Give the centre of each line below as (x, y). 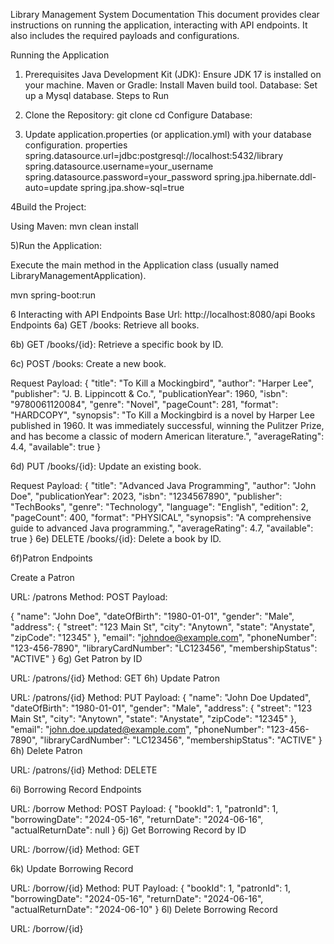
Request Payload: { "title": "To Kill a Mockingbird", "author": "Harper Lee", (162, 383)
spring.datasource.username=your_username (119, 166)
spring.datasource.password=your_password (118, 177)
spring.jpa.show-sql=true (132, 187)
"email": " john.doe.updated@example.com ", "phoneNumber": (137, 729)
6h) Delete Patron (46, 750)
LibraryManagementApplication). (78, 275)
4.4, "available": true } (56, 447)
